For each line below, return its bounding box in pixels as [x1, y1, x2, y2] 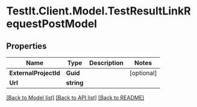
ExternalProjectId [9, 69, 60, 77]
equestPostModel [6, 17, 98, 31]
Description [89, 59, 124, 67]
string [66, 79, 84, 87]
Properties [6, 41, 47, 51]
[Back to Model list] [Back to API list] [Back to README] [6, 94, 145, 101]
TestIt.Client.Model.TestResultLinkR [6, 4, 191, 18]
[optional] [129, 69, 157, 77]
